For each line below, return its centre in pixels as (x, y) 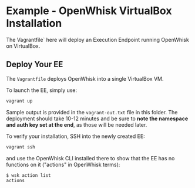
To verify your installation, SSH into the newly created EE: (75, 136)
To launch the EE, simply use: (42, 90)
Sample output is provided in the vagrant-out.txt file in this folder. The (92, 112)
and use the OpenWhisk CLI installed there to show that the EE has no (90, 158)
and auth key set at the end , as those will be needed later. (77, 124)
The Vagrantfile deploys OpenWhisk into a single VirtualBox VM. (85, 78)
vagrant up (19, 101)
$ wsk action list (28, 175)
